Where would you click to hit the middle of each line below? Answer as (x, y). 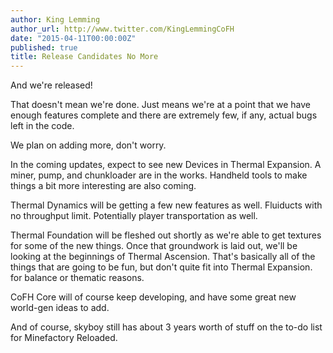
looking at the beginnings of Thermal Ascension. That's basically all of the (163, 257)
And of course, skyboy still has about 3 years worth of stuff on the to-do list (166, 327)
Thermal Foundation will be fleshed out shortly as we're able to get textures (166, 235)
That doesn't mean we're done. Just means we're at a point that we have (160, 105)
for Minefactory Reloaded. (64, 338)
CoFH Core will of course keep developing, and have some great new (153, 297)
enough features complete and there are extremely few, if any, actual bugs (164, 115)
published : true (44, 47)
